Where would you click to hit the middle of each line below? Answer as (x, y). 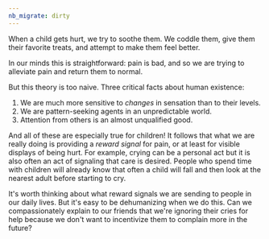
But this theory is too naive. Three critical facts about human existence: (126, 87)
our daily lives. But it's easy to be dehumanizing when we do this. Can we (130, 202)
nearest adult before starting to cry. (67, 178)
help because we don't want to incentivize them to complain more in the (128, 219)
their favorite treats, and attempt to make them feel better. (104, 47)
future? (20, 228)
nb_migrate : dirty (39, 16)
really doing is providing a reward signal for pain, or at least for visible (124, 144)
